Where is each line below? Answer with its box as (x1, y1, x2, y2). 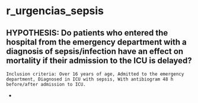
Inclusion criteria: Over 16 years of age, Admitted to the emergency (6, 71, 184, 77)
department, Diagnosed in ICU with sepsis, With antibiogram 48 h (6, 76, 174, 82)
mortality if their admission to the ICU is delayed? (6, 55, 192, 66)
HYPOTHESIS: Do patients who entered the (6, 28, 168, 38)
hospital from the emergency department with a (6, 37, 187, 47)
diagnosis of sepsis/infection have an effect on (6, 46, 184, 56)
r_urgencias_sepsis (6, 4, 104, 18)
